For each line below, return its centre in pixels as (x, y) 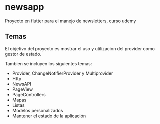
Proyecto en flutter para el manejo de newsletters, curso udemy (71, 21)
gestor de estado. (23, 54)
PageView (23, 89)
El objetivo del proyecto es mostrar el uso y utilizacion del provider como (80, 48)
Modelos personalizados (38, 110)
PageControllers (29, 94)
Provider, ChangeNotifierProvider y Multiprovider (63, 73)
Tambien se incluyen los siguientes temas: (49, 63)
